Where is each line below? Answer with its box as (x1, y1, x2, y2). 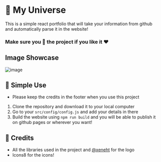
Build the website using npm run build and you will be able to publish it (12, 114, 156, 120)
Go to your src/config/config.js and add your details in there (12, 109, 139, 115)
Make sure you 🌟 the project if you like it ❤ (5, 38, 109, 45)
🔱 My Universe (5, 4, 66, 16)
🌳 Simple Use (5, 81, 47, 89)
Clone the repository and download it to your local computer (12, 104, 135, 110)
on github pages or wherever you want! (12, 120, 93, 125)
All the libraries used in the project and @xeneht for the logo (12, 147, 134, 153)
